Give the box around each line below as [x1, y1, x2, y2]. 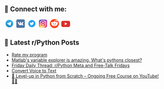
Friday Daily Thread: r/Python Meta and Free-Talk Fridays [11, 62, 130, 68]
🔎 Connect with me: [4, 5, 67, 13]
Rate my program [11, 51, 48, 57]
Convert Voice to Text [11, 67, 57, 73]
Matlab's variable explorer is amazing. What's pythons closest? [11, 57, 142, 63]
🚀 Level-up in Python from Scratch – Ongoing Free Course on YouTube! [11, 73, 159, 79]
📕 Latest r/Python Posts [4, 38, 80, 47]
